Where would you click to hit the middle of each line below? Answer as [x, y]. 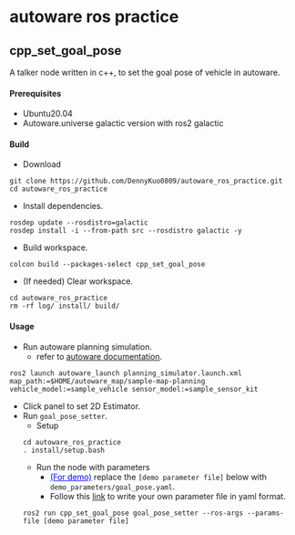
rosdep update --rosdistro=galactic [79, 223]
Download [42, 164]
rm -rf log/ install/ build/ [65, 306]
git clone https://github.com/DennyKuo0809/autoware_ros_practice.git [146, 181]
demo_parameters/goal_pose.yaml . [112, 487]
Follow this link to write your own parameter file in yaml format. [168, 496]
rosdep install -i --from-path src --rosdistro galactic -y [126, 231]
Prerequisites [36, 93]
